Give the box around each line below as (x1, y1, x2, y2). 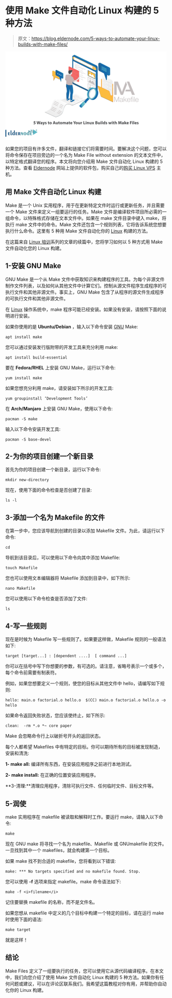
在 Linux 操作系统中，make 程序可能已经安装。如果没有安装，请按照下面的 (5, 306, 162, 313)
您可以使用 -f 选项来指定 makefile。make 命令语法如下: (5, 878, 121, 884)
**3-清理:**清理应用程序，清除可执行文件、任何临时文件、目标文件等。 (5, 783, 157, 789)
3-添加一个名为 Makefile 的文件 (5, 513, 105, 522)
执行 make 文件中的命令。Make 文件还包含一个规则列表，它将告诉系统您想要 (5, 221, 167, 227)
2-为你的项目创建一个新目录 (5, 452, 94, 461)
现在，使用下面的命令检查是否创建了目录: (5, 487, 92, 493)
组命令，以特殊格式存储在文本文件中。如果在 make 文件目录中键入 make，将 (5, 215, 167, 221)
